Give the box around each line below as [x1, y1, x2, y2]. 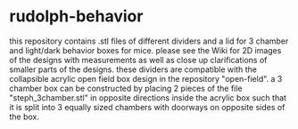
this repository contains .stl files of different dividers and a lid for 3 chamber [9, 36, 289, 46]
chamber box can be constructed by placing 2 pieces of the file [9, 83, 243, 93]
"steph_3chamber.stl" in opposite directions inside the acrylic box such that [9, 92, 287, 103]
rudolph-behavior [9, 6, 144, 27]
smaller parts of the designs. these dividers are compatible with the [9, 64, 257, 75]
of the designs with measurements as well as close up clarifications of [9, 54, 268, 65]
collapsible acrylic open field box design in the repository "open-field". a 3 [9, 73, 283, 84]
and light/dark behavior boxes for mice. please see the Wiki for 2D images [9, 44, 282, 55]
